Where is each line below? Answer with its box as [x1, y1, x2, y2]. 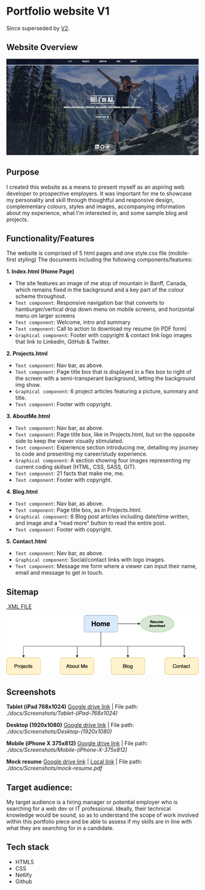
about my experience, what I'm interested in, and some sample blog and [6, 209, 188, 216]
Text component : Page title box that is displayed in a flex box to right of [15, 368, 192, 376]
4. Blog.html [6, 488, 38, 495]
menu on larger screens [15, 312, 75, 319]
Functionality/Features [6, 233, 95, 244]
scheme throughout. [15, 293, 67, 300]
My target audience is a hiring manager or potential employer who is [6, 798, 178, 806]
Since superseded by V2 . [6, 24, 70, 32]
